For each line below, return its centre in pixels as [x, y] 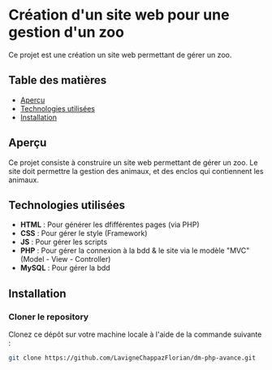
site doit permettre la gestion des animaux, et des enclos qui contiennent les [136, 171]
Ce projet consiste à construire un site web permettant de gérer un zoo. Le [133, 162]
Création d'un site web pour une [119, 15]
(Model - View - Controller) [65, 259]
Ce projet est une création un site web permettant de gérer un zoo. [120, 54]
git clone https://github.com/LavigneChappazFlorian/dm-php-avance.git [132, 358]
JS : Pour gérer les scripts [64, 242]
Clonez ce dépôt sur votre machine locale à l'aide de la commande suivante [135, 334]
